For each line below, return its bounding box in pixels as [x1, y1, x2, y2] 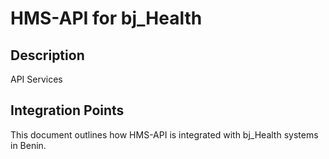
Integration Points [10, 102, 125, 119]
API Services [10, 73, 63, 85]
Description [10, 47, 85, 64]
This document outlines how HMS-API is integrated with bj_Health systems [10, 128, 319, 141]
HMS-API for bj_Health [10, 7, 203, 30]
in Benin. [10, 139, 47, 151]
